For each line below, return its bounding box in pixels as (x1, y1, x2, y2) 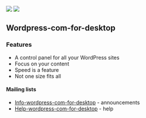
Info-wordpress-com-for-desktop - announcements (14, 99, 140, 106)
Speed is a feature (14, 66, 59, 73)
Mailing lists (6, 86, 36, 93)
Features (6, 41, 32, 49)
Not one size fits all (14, 72, 62, 79)
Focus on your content (14, 60, 69, 67)
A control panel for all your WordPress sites (14, 54, 120, 61)
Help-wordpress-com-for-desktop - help (14, 105, 114, 112)
